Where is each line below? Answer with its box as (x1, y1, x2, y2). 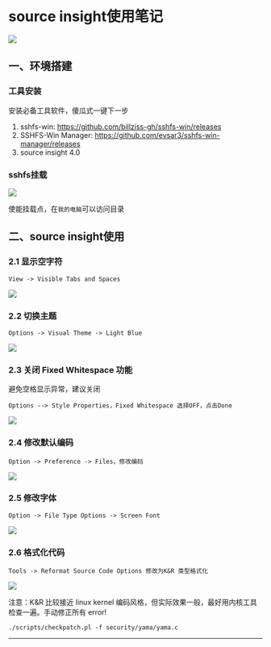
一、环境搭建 (8, 60, 73, 73)
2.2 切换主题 (8, 310, 57, 321)
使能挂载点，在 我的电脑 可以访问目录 (8, 203, 125, 214)
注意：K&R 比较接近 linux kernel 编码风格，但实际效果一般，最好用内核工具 (8, 598, 257, 607)
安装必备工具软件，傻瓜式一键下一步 (8, 106, 129, 115)
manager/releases (19, 139, 81, 148)
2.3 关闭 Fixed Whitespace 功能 (8, 364, 133, 375)
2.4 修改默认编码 (8, 437, 74, 449)
